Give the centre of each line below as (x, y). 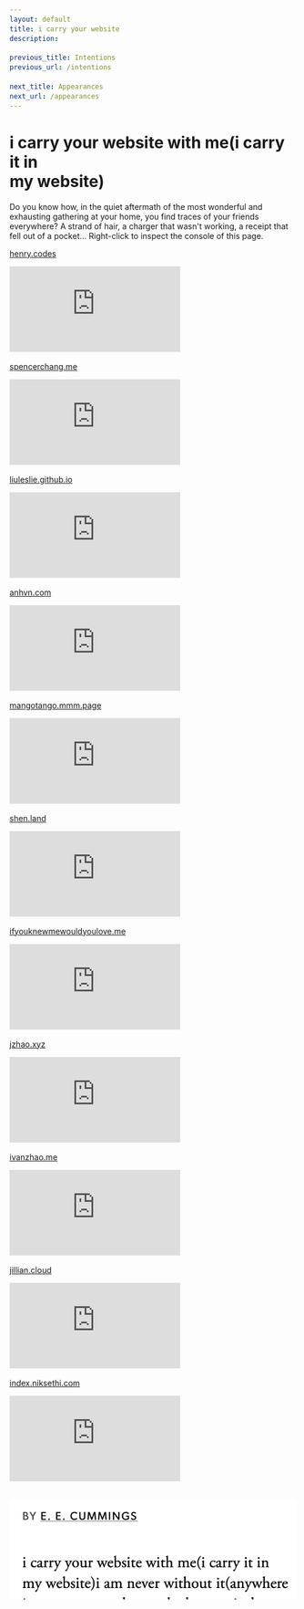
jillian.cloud (30, 1269)
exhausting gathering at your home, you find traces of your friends (134, 216)
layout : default (40, 19)
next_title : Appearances (56, 87)
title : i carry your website (65, 29)
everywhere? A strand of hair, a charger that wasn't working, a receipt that (149, 226)
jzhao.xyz (27, 1044)
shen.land (28, 818)
